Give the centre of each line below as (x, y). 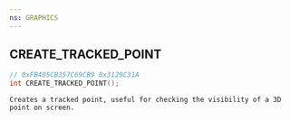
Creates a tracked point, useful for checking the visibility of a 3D (145, 100)
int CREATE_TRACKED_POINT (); (64, 84)
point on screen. (42, 108)
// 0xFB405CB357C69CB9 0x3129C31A (75, 75)
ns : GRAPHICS (34, 18)
